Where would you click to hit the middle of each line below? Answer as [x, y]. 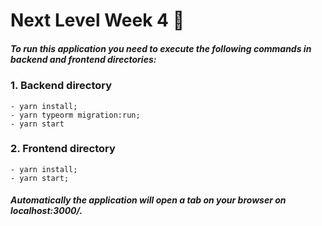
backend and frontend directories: [83, 59]
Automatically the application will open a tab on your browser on [148, 200]
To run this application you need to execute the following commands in [161, 48]
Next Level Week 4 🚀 [97, 20]
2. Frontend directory [63, 149]
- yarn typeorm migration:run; [75, 115]
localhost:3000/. [46, 211]
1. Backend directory [61, 86]
